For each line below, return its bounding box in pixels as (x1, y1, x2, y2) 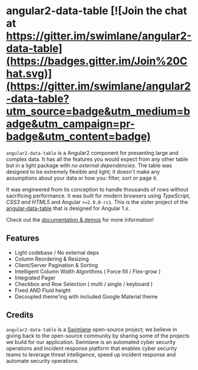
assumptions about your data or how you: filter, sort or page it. (6, 174, 158, 181)
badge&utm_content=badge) (6, 130, 151, 143)
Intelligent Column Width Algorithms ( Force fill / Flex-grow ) (14, 268, 161, 275)
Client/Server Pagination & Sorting (14, 261, 98, 268)
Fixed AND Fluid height (14, 287, 71, 294)
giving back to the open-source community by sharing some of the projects (6, 332, 190, 339)
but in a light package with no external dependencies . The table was (6, 161, 172, 169)
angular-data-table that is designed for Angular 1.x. (6, 205, 130, 212)
